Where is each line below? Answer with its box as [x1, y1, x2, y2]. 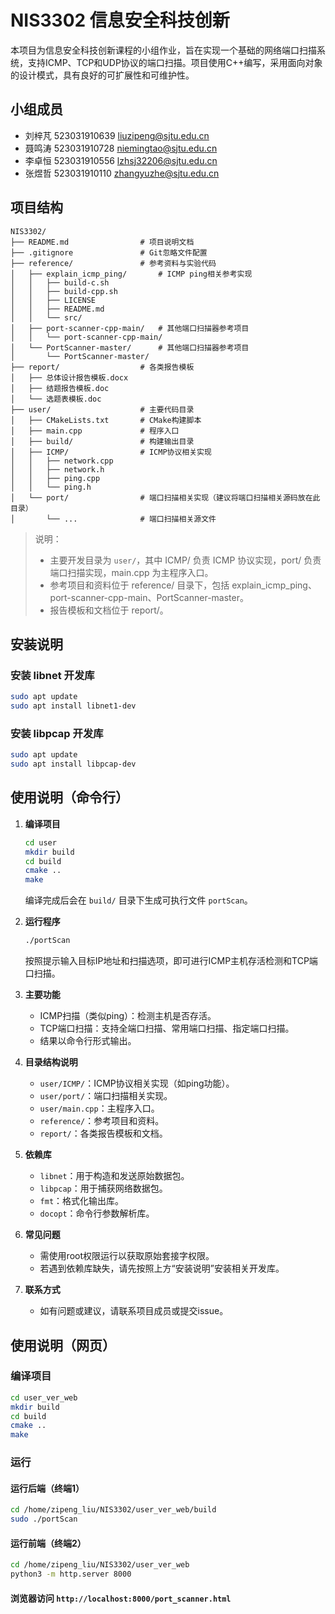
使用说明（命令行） [10, 789, 129, 806]
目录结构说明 [24, 1056, 78, 1068]
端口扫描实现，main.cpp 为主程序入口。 [49, 566, 214, 578]
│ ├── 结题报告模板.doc [10, 383, 110, 393]
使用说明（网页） [10, 1337, 116, 1354]
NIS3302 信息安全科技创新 [10, 9, 230, 32]
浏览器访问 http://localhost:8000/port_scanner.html [10, 1592, 232, 1604]
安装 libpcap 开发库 [10, 726, 104, 740]
